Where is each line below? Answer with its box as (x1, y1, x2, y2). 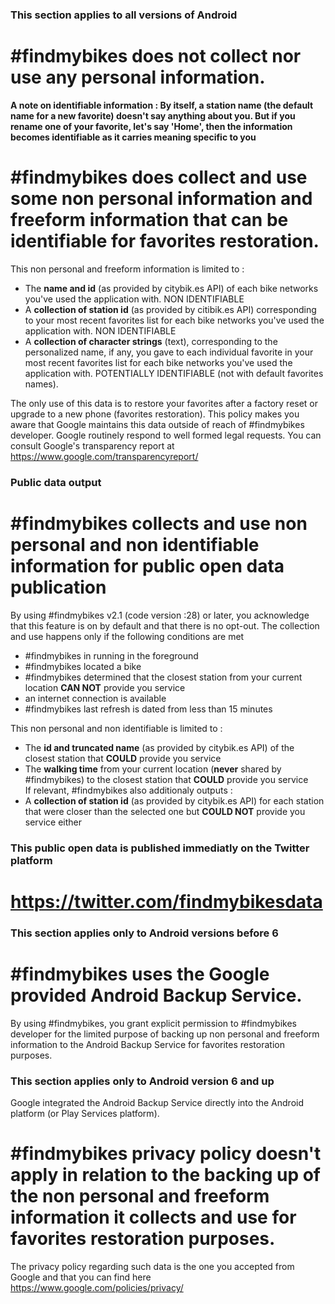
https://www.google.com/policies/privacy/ (10, 1281, 184, 1293)
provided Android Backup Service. (10, 984, 303, 1007)
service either (24, 816, 83, 828)
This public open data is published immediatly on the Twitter (10, 841, 310, 855)
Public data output (10, 475, 102, 489)
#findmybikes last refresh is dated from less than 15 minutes (24, 703, 273, 715)
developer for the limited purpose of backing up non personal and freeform (10, 1028, 320, 1040)
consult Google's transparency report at (10, 439, 175, 452)
